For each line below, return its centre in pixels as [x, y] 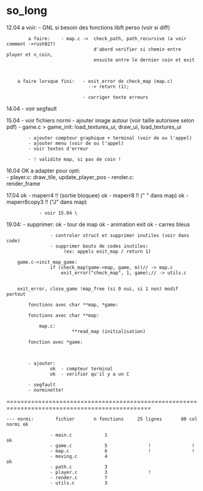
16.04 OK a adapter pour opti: [43, 171]
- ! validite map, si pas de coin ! [75, 159]
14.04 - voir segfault [32, 108]
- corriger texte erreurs [116, 97]
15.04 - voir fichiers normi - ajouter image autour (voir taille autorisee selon [101, 120]
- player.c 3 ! [100, 472]
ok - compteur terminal [81, 369]
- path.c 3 [79, 467]
